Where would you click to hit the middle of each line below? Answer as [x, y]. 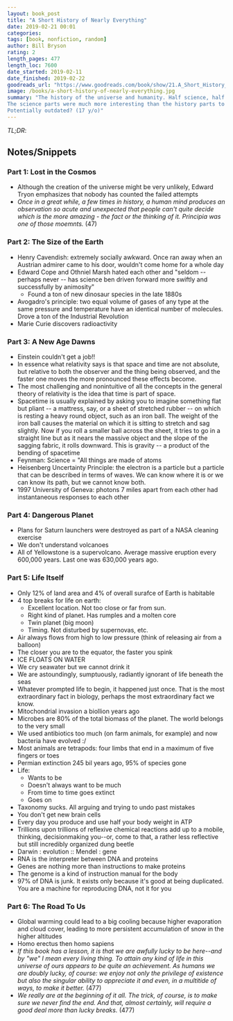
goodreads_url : [29, 85]
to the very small [41, 726]
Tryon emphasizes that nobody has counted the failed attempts [108, 195]
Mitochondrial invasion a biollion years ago [78, 711]
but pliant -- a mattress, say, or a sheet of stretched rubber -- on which [119, 409]
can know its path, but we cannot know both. [81, 482]
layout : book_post [34, 14]
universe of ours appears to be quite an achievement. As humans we [116, 965]
